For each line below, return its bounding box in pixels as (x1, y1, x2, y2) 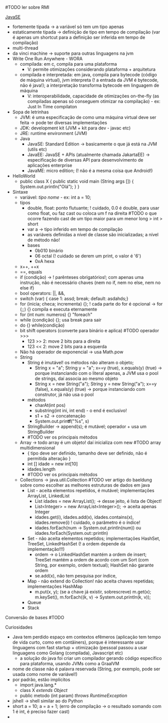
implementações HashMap (27, 584, 83, 589)
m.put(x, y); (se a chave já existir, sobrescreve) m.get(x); (34, 589, 151, 595)
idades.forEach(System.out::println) (34, 530, 108, 536)
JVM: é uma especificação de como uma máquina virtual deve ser (19, 114, 156, 120)
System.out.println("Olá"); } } (19, 184, 80, 190)
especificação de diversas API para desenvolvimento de (27, 157, 143, 163)
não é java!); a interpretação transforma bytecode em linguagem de (19, 82, 159, 88)
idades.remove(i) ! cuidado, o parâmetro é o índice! (34, 519, 140, 525)
